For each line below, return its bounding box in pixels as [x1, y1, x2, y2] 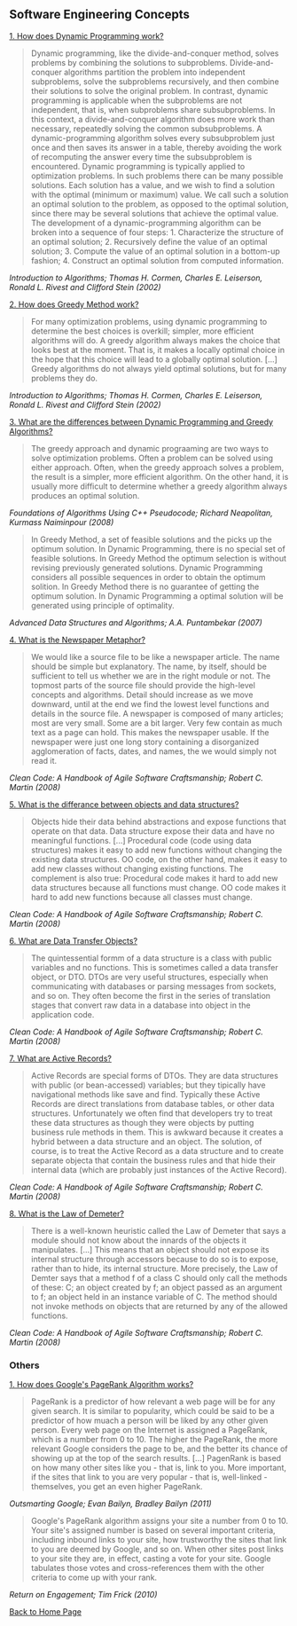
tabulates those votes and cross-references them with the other [30, 1563, 264, 1574]
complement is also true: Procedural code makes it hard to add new [30, 873, 278, 884]
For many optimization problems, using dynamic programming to [30, 316, 268, 326]
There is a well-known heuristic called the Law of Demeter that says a [30, 1225, 286, 1236]
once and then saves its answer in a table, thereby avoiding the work [30, 142, 282, 153]
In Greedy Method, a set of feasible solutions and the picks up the [30, 534, 272, 545]
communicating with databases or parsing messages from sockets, [30, 980, 277, 992]
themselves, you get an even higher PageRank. [30, 1481, 203, 1492]
